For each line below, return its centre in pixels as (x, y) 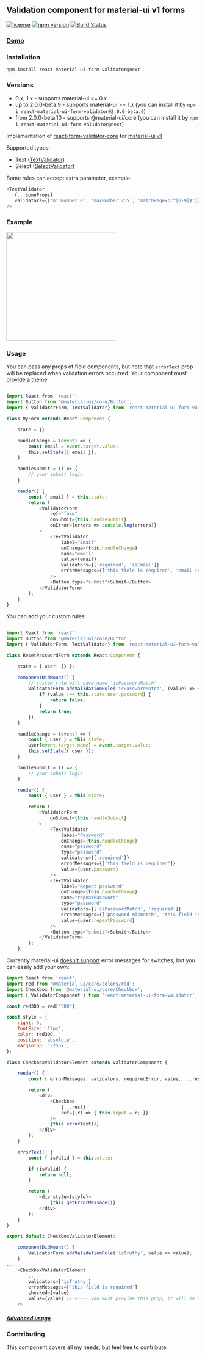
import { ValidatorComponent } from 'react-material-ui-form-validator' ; (102, 995)
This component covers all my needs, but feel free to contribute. (87, 1347)
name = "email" (77, 554)
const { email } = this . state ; (68, 497)
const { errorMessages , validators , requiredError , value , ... (110, 1079)
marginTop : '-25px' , (43, 1045)
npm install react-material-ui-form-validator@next (73, 70)
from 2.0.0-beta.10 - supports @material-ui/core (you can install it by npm (106, 118)
